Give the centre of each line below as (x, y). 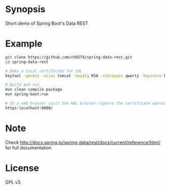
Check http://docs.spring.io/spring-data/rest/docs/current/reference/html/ (83, 142)
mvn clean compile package (34, 89)
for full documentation (28, 148)
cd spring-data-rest (27, 62)
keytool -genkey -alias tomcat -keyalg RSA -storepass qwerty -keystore (83, 76)
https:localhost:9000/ (29, 108)
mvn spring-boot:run (27, 94)
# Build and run (22, 85)
